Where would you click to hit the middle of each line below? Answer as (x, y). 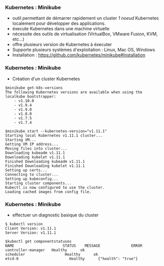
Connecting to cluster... (32, 174)
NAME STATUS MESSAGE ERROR (74, 246)
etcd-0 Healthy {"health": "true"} (72, 259)
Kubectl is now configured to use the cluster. (55, 187)
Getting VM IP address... (32, 144)
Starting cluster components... (38, 183)
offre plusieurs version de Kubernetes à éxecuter (62, 45)
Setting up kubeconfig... (32, 179)
